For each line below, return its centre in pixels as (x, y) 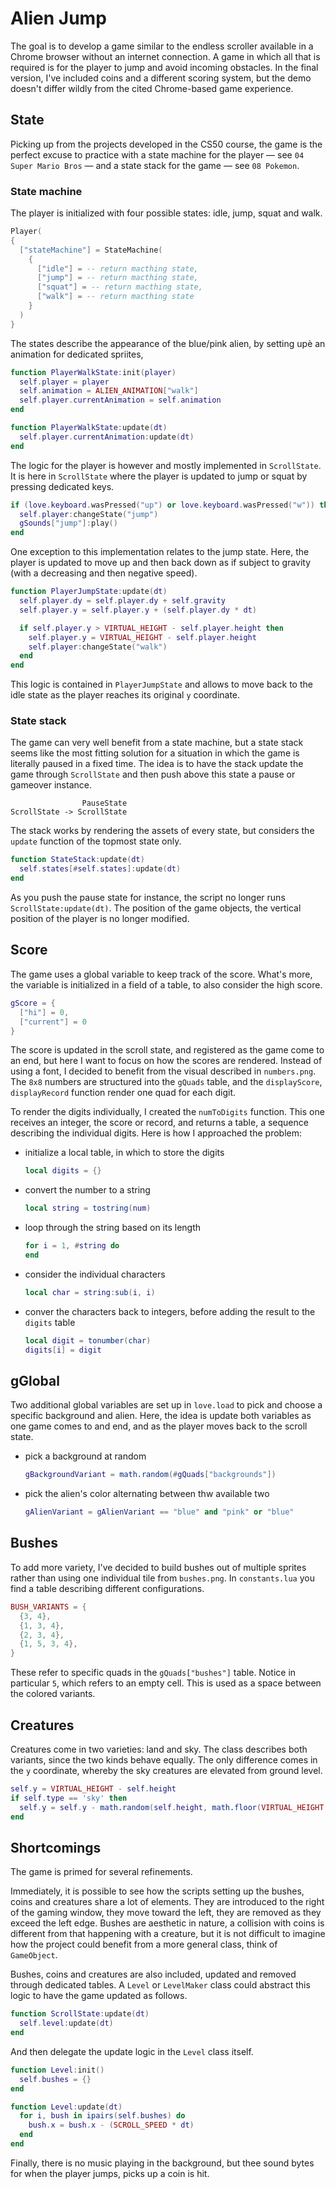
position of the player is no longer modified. (100, 919)
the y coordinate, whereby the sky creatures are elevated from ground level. (166, 1770)
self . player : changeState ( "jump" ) (89, 514)
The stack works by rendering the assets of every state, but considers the (162, 831)
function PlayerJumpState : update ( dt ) (89, 592)
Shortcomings (56, 1847)
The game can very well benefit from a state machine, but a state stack (157, 743)
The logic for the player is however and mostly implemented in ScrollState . (166, 465)
